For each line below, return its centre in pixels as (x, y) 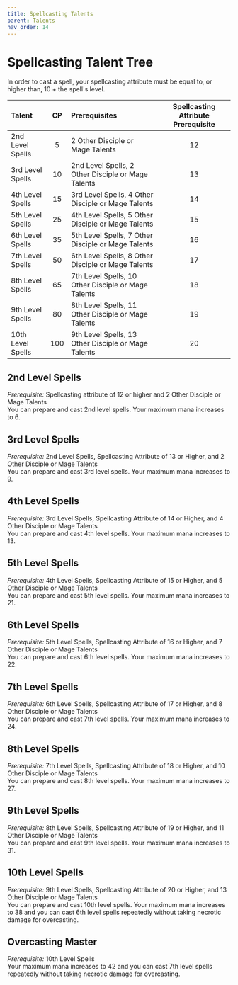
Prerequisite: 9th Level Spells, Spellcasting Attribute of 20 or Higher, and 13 (117, 889)
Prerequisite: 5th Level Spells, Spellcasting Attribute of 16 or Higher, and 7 (115, 642)
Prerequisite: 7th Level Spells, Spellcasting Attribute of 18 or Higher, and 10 (116, 766)
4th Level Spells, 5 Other (112, 215)
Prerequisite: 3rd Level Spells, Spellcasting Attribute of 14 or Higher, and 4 (115, 518)
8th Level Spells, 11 (104, 305)
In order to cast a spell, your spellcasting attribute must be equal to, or (110, 81)
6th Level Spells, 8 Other (112, 256)
